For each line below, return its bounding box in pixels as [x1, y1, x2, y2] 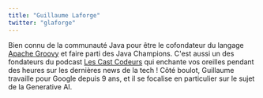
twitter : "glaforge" [8, 19, 77, 27]
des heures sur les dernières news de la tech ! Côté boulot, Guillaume [8, 65, 235, 74]
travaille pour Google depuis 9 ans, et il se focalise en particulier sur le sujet [8, 74, 255, 83]
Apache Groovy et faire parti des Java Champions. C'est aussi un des [8, 49, 235, 58]
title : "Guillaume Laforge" [8, 11, 101, 20]
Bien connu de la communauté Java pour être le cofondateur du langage [8, 40, 245, 49]
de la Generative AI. [8, 82, 73, 91]
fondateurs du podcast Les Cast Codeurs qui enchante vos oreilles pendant [8, 56, 254, 67]
